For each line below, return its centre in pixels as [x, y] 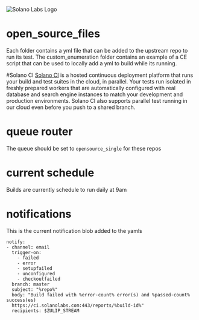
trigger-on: [27, 252]
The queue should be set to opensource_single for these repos [84, 148]
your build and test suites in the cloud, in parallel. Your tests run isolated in [99, 81]
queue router [39, 132]
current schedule [50, 173]
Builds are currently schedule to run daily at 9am [67, 189]
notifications [39, 214]
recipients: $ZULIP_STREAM [46, 311]
